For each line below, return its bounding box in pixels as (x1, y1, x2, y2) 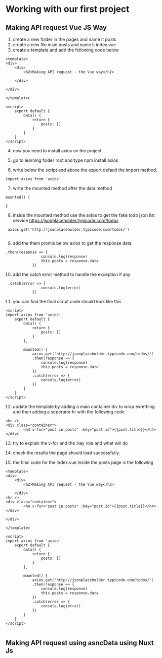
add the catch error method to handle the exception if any (12, 271, 130, 277)
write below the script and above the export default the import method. (12, 167, 158, 173)
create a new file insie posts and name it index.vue (12, 42, 116, 48)
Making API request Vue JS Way (5, 23, 107, 32)
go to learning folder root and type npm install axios (12, 157, 118, 163)
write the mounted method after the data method (12, 185, 113, 191)
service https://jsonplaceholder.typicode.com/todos (12, 217, 119, 223)
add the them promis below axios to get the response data (12, 240, 132, 246)
